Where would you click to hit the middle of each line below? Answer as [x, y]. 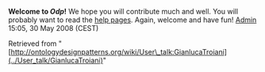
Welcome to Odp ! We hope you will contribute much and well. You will [123, 11]
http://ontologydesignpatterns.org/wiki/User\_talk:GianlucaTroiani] [119, 52]
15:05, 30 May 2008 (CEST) [54, 28]
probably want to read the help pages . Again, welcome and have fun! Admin [132, 20]
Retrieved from [33, 44]
